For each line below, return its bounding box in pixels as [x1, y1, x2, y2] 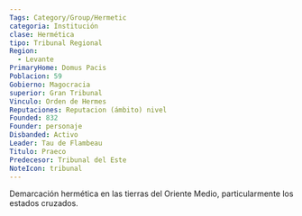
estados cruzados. [9, 198, 78, 209]
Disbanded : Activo [9, 130, 78, 139]
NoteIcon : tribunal [9, 164, 83, 173]
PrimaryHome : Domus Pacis [9, 64, 106, 73]
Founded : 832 [9, 113, 59, 122]
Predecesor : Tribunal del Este [9, 155, 127, 165]
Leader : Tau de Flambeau [9, 139, 103, 148]
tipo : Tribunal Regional [9, 38, 103, 48]
